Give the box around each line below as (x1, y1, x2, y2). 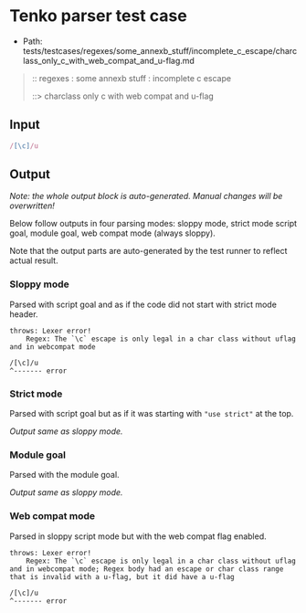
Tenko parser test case (9, 5, 187, 26)
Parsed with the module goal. (9, 470, 121, 481)
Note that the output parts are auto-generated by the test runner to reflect (9, 246, 288, 257)
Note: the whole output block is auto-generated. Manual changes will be (9, 191, 283, 202)
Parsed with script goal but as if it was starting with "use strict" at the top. (9, 408, 294, 419)
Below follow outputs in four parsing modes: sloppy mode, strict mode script (9, 218, 298, 229)
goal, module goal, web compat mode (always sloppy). (9, 227, 216, 238)
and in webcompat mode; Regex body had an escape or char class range (9, 564, 284, 574)
